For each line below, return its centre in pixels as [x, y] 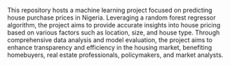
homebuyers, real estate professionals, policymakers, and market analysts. [115, 55]
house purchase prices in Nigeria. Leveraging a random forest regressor [111, 18]
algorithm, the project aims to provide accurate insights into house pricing [114, 25]
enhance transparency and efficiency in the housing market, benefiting [110, 47]
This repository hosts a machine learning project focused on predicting [110, 10]
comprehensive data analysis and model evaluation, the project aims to [110, 40]
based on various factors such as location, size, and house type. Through [114, 32]
